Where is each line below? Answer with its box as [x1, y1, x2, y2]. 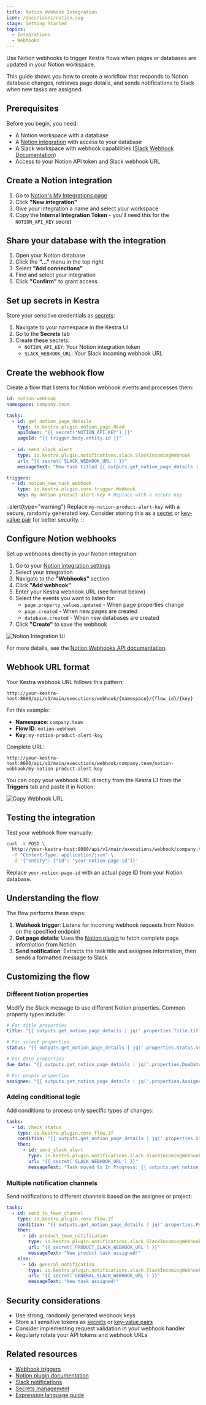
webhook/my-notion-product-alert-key [6, 766, 103, 772]
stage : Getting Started [6, 20, 67, 26]
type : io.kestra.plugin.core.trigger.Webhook [17, 486, 136, 492]
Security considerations [6, 1295, 101, 1306]
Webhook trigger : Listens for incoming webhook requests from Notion [15, 921, 194, 929]
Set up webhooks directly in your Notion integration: [6, 550, 138, 557]
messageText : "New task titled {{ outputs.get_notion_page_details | [17, 463, 199, 470]
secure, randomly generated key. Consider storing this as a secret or [6, 509, 180, 517]
